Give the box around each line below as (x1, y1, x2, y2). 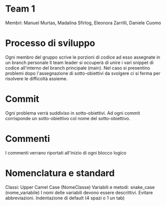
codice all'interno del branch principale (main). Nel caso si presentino (5, 65, 150, 71)
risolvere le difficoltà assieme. (5, 75, 68, 81)
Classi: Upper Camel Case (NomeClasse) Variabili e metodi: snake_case (5, 184, 155, 190)
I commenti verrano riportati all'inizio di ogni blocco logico (5, 149, 127, 156)
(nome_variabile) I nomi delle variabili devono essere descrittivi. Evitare (5, 189, 153, 195)
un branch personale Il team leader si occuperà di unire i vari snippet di (5, 59, 154, 66)
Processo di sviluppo (5, 37, 95, 49)
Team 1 (5, 3, 35, 15)
